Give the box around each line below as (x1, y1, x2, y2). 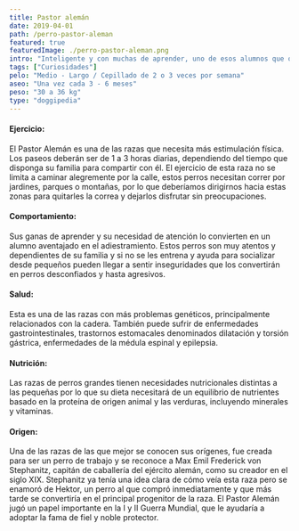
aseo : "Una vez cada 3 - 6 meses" (9, 79, 138, 88)
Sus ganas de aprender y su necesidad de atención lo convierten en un (9, 231, 271, 241)
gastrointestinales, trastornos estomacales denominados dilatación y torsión (9, 327, 289, 339)
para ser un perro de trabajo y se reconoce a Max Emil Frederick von (9, 455, 262, 466)
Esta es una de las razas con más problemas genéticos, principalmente (9, 308, 271, 319)
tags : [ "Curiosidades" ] (9, 63, 98, 72)
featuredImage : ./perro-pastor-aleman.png (9, 46, 169, 55)
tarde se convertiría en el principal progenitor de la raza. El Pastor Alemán (9, 494, 280, 504)
